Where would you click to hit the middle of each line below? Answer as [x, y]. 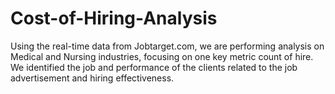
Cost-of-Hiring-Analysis [114, 18]
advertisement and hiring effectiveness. [92, 78]
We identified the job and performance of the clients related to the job [154, 67]
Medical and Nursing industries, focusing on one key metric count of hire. [162, 56]
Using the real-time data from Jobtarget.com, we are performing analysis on [167, 46]
